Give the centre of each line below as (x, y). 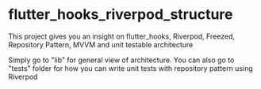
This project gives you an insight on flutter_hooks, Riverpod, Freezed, (122, 36)
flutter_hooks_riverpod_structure (121, 15)
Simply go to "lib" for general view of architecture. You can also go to (121, 60)
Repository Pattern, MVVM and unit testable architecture (101, 44)
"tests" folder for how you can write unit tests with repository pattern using (131, 68)
